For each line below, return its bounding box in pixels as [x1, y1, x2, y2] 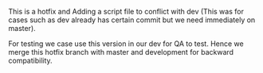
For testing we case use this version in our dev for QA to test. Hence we [8, 39, 245, 48]
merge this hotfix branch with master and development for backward [8, 48, 234, 56]
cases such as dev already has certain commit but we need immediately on [8, 15, 256, 25]
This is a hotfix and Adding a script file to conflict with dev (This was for [8, 7, 245, 16]
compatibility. [8, 56, 53, 65]
